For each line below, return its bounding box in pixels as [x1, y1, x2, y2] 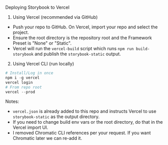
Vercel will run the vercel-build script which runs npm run [12, 46, 134, 51]
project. [12, 29, 29, 35]
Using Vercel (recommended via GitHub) [12, 14, 98, 20]
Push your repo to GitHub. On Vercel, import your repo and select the [12, 24, 158, 30]
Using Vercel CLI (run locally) [12, 61, 74, 66]
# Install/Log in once [5, 70, 53, 76]
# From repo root [5, 85, 42, 90]
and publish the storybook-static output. [35, 51, 121, 57]
